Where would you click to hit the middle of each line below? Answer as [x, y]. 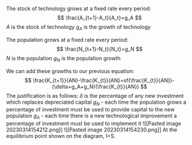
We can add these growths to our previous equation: [70, 71]
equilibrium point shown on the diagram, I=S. [61, 136]
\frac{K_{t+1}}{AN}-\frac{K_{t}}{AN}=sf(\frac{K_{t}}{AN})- [103, 80]
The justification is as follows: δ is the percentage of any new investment [95, 95]
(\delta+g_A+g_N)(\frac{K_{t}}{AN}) [95, 86]
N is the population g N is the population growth [63, 59]
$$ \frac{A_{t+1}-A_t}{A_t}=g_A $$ [100, 18]
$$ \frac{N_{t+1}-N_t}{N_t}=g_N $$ [100, 49]
